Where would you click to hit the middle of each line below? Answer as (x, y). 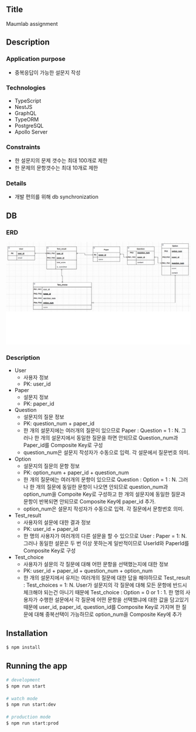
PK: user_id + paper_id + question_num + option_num (88, 571)
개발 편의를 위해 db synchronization (56, 197)
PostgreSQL (29, 125)
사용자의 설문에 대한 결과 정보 (57, 522)
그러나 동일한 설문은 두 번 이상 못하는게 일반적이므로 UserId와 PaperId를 (106, 543)
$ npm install (23, 648)
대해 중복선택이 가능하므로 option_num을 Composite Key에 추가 (108, 614)
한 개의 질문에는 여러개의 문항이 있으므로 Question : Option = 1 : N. (100, 479)
